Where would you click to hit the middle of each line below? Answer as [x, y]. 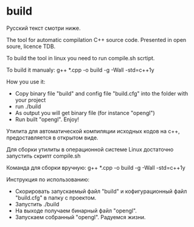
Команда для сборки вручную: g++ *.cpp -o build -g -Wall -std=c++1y [96, 167]
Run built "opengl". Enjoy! [47, 119]
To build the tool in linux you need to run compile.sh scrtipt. [81, 58]
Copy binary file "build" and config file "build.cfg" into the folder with [102, 93]
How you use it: [26, 82]
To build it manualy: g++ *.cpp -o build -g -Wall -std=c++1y [80, 70]
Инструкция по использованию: [48, 179]
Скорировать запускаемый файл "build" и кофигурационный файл [101, 191]
